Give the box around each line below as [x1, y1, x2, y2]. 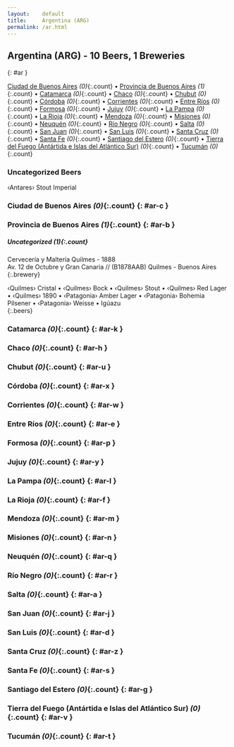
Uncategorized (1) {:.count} [7, 237, 88, 246]
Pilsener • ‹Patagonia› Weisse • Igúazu [7, 299, 121, 307]
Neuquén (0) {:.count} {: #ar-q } [7, 552, 118, 562]
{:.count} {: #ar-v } [7, 712, 73, 722]
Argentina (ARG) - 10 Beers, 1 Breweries [7, 49, 185, 61]
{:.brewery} [7, 270, 41, 279]
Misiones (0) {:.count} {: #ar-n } [7, 533, 118, 543]
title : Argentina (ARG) [7, 17, 90, 24]
